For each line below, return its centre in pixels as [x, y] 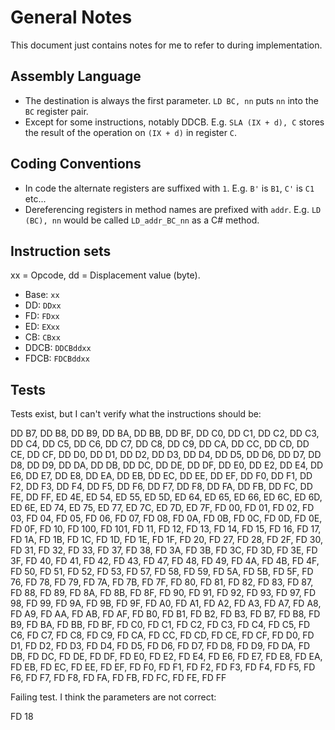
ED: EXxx [42, 327]
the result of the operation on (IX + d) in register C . [131, 132]
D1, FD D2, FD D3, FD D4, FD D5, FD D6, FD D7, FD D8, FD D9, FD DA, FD [160, 646]
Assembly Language [76, 76]
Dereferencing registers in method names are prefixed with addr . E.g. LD [173, 209]
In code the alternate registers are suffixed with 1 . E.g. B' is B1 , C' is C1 [169, 188]
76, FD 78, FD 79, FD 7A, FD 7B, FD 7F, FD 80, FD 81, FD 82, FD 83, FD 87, [162, 582]
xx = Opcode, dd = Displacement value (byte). [105, 275]
